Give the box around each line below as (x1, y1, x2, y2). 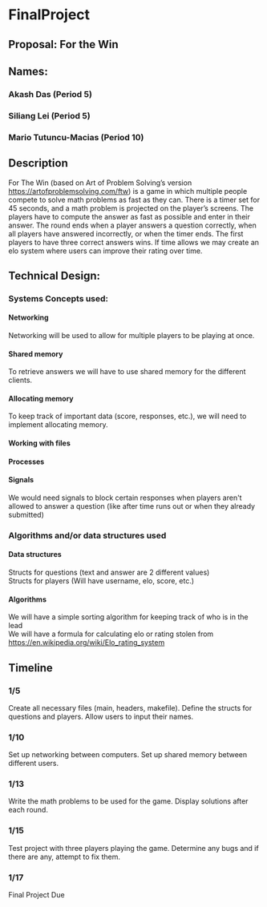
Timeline (8, 661, 54, 675)
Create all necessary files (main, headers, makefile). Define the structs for (8, 703, 253, 712)
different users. (8, 759, 59, 768)
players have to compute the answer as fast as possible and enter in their (8, 212, 250, 221)
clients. (8, 375, 33, 385)
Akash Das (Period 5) (8, 88, 92, 99)
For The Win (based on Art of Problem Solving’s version (8, 178, 192, 187)
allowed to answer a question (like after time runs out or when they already (8, 501, 255, 510)
